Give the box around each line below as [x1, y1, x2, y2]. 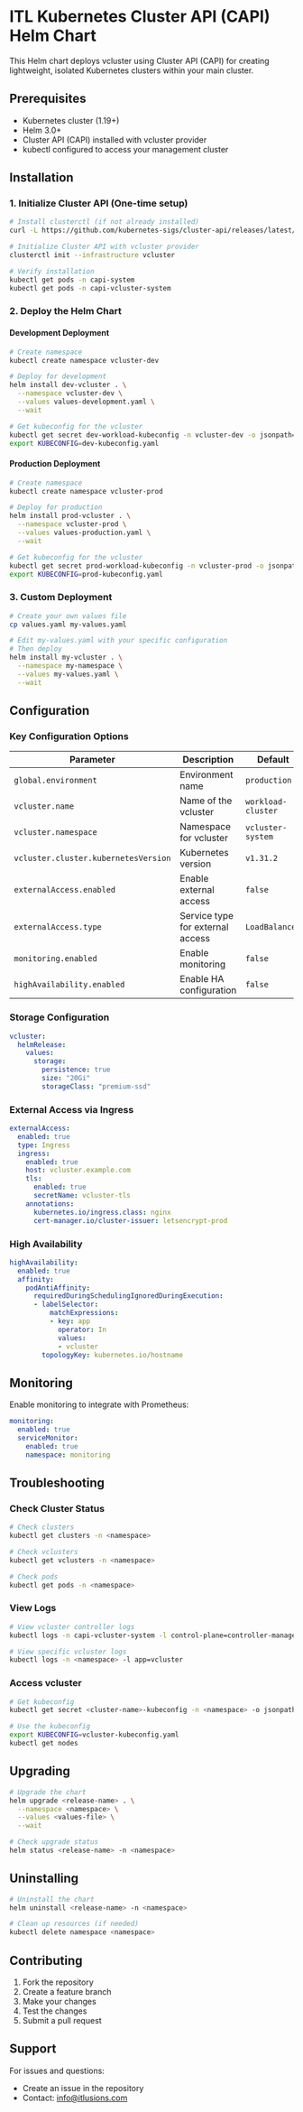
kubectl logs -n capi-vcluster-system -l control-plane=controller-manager [9, 1631, 300, 1640]
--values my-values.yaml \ [17, 670, 119, 679]
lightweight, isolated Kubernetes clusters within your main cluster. [9, 65, 254, 76]
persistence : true [41, 1065, 111, 1075]
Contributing [9, 1952, 83, 1968]
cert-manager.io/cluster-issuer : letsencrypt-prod [32, 1216, 228, 1225]
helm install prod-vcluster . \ [9, 512, 131, 521]
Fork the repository [22, 1977, 95, 1987]
